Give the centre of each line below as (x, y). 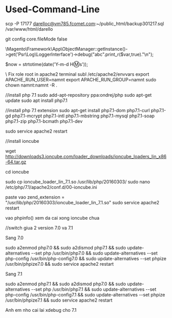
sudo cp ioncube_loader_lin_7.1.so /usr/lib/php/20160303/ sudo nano (78, 182)
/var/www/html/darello (29, 29)
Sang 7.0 (15, 238)
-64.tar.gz (16, 162)
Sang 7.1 (14, 274)
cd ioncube (17, 172)
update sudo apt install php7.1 (36, 100)
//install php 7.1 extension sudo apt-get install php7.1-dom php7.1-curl (78, 110)
